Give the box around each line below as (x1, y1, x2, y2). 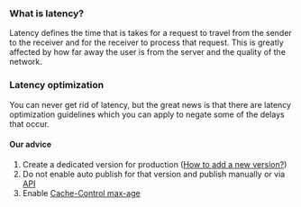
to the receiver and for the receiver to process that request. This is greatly (9, 37, 284, 48)
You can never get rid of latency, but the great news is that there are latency (9, 99, 291, 110)
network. (9, 57, 43, 67)
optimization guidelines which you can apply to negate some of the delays (9, 109, 286, 120)
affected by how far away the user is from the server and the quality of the (9, 47, 287, 58)
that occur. (9, 118, 50, 129)
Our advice (9, 139, 52, 150)
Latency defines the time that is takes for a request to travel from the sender (9, 28, 293, 39)
